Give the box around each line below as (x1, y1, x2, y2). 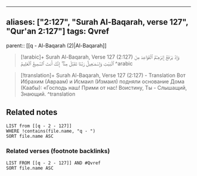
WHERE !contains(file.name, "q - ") (6, 128, 96, 134)
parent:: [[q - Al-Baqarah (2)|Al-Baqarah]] (6, 42, 107, 49)
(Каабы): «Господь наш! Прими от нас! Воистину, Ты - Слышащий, (20, 84, 188, 91)
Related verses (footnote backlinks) (6, 147, 110, 155)
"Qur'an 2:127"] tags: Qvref (6, 26, 110, 36)
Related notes (6, 107, 57, 117)
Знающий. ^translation (20, 90, 76, 97)
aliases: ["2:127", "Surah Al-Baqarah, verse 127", (6, 17, 189, 27)
